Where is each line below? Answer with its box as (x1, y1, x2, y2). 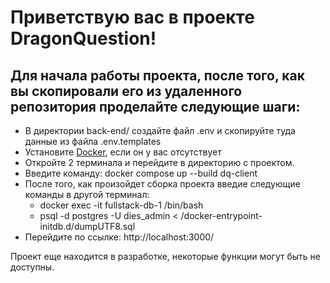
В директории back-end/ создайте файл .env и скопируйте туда (24, 125, 296, 136)
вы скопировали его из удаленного (10, 82, 243, 100)
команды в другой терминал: (24, 189, 150, 200)
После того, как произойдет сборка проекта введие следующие (24, 178, 301, 190)
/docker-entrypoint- (180, 210, 263, 221)
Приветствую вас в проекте (10, 6, 255, 29)
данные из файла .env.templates (24, 136, 162, 147)
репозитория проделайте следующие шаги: (10, 98, 301, 115)
